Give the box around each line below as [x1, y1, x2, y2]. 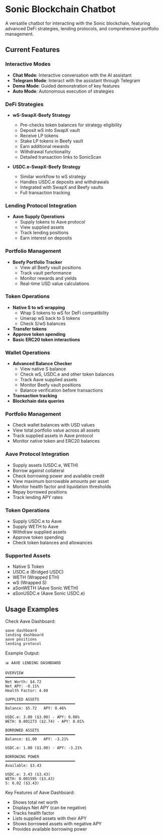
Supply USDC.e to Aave [12, 518, 62, 524]
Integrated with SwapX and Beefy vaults [20, 184, 104, 190]
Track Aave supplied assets [20, 377, 77, 383]
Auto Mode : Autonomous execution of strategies [12, 88, 114, 94]
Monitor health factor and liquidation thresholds [12, 483, 112, 490]
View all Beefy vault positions [20, 264, 81, 270]
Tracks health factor [12, 810, 54, 816]
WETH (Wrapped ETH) [12, 574, 59, 580]
